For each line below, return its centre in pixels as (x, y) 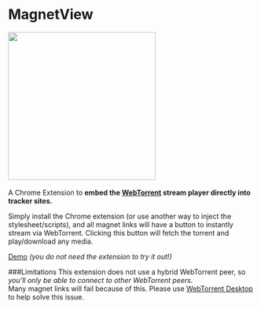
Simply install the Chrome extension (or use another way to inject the (120, 216)
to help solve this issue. (46, 296)
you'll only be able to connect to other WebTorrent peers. (101, 280)
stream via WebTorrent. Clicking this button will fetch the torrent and (119, 233)
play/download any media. (51, 241)
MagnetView (51, 15)
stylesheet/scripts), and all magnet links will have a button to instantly (121, 224)
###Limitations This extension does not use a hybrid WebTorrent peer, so (127, 272)
